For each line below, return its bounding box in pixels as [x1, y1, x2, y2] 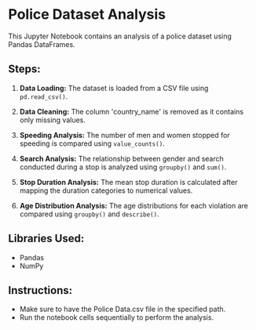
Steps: [8, 63, 41, 76]
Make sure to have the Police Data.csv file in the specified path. [19, 304, 226, 314]
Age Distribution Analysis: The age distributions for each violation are [19, 201, 249, 210]
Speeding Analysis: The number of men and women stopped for [19, 130, 230, 140]
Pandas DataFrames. [8, 39, 76, 49]
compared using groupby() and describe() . [19, 209, 159, 219]
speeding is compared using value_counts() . [19, 139, 165, 148]
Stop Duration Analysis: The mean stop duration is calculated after [19, 177, 238, 187]
